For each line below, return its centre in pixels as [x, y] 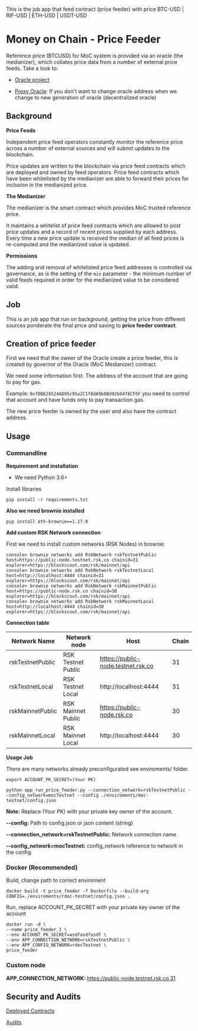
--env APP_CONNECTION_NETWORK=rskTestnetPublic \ [68, 940]
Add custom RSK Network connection [54, 533]
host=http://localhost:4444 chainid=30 [55, 607]
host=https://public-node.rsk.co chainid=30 [62, 591]
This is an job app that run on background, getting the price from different [96, 319]
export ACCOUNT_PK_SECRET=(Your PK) [51, 780]
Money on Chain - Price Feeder [83, 39]
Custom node [26, 965]
